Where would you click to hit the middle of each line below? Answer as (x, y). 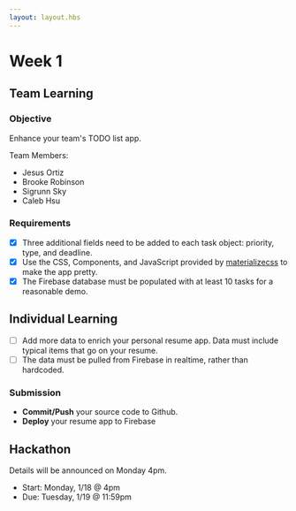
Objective (30, 118)
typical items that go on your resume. (90, 350)
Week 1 (36, 61)
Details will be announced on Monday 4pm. (88, 470)
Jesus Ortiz (43, 172)
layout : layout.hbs (45, 17)
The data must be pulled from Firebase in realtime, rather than (135, 360)
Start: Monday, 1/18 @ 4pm (71, 488)
